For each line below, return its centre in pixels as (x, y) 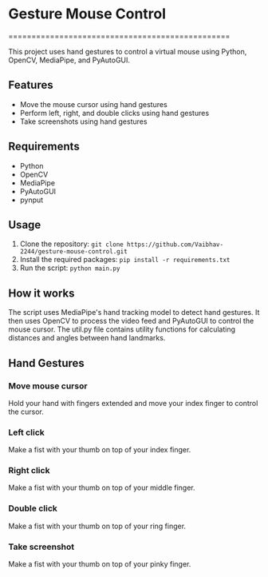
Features (31, 85)
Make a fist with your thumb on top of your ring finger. (97, 526)
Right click (29, 471)
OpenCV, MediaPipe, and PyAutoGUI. (69, 60)
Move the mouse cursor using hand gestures (93, 104)
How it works (41, 293)
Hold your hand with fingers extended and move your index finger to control (133, 403)
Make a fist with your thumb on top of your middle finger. (102, 487)
